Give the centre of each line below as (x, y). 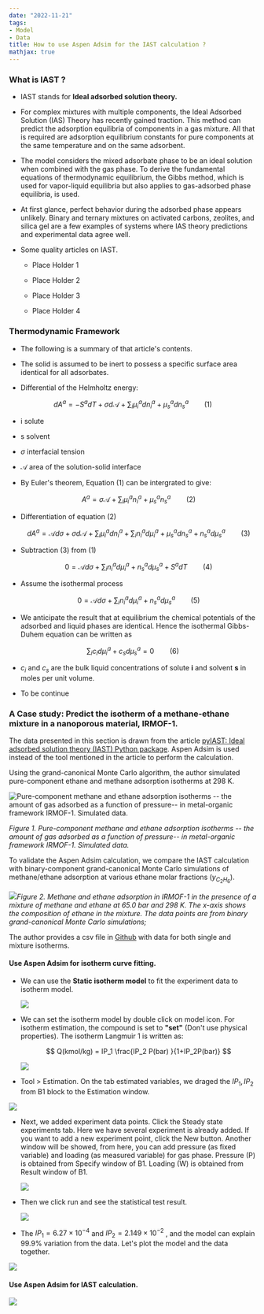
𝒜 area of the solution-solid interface (81, 467)
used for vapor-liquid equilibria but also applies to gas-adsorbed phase (136, 186)
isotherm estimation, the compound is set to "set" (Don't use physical (134, 1027)
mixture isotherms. (39, 945)
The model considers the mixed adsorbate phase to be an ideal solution (136, 161)
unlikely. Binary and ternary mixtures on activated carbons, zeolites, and (137, 218)
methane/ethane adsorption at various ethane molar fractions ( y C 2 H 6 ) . (122, 878)
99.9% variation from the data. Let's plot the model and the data (124, 1243)
